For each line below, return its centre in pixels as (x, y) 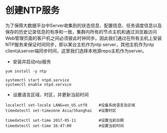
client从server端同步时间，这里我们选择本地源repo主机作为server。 (76, 51)
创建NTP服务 (33, 10)
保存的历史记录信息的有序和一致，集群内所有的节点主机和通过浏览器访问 (81, 31)
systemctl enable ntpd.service (38, 84)
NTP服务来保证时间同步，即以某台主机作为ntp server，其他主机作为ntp (80, 44)
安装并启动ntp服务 (32, 61)
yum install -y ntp (26, 71)
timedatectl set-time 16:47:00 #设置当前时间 (65, 126)
